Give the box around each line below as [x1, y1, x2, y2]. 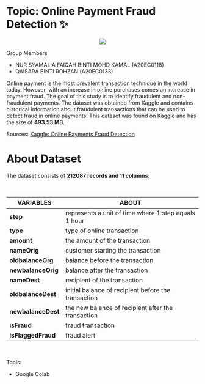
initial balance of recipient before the [65, 286, 171, 294]
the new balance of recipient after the [65, 303, 173, 312]
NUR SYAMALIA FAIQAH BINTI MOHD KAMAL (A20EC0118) [15, 61, 165, 68]
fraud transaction [65, 321, 115, 330]
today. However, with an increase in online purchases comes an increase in [6, 86, 195, 93]
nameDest [9, 276, 40, 284]
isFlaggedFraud [9, 331, 56, 339]
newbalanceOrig [9, 266, 59, 275]
